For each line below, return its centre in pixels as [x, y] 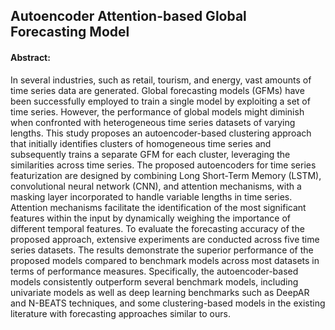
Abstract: [30, 57]
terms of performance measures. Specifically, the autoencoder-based [154, 271]
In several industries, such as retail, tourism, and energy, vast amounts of [161, 80]
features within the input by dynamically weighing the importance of [150, 218]
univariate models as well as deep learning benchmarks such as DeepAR [160, 292]
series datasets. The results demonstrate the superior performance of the [162, 250]
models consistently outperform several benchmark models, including [154, 281]
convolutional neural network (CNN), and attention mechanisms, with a [156, 186]
